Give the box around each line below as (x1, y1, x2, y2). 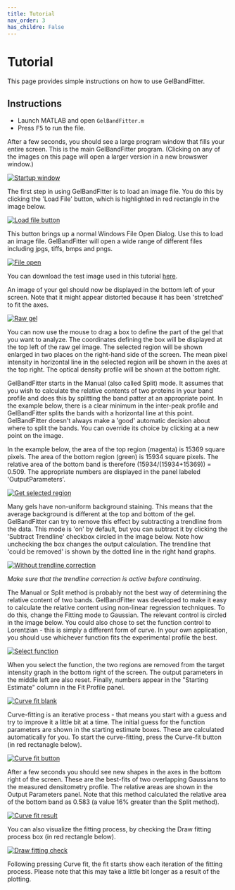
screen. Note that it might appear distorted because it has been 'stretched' (7, 293, 224, 302)
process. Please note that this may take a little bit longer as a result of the (7, 867, 220, 876)
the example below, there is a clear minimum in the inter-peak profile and (7, 401, 219, 410)
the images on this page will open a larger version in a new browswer (7, 152, 208, 161)
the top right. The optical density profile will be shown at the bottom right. (7, 365, 221, 374)
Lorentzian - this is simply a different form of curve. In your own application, (7, 626, 227, 635)
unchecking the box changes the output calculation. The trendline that (7, 540, 211, 549)
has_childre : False (7, 23, 65, 30)
